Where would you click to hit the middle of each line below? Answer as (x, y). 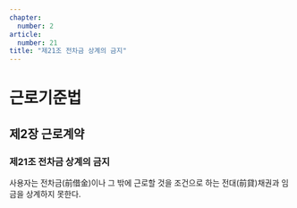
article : (25, 34)
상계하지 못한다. (53, 194)
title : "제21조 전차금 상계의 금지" (68, 51)
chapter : (25, 17)
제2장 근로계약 (47, 134)
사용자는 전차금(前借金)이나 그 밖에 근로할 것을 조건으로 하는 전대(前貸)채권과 (144, 183)
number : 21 (38, 43)
